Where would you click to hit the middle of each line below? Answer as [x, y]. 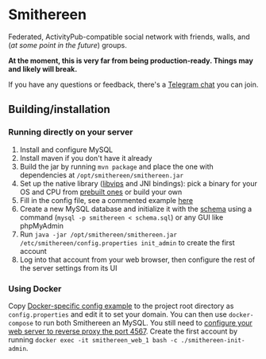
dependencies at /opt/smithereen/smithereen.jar [102, 175]
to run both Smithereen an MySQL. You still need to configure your [144, 322]
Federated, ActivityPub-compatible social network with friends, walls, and [129, 37]
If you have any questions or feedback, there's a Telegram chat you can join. [133, 84]
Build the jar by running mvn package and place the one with [117, 166]
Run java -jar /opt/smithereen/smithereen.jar [98, 234]
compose [21, 323]
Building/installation [60, 109]
